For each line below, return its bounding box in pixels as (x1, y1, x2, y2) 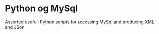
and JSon (5, 24, 25, 30)
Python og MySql (5, 3, 78, 14)
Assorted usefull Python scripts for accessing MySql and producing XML (5, 19, 155, 25)
